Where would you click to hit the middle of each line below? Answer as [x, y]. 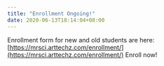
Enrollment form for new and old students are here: [81, 40]
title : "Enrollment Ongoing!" [52, 14]
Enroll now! [141, 55]
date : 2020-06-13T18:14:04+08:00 [56, 20]
